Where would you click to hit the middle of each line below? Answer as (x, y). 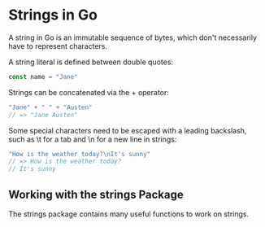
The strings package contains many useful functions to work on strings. (129, 214)
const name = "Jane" (43, 76)
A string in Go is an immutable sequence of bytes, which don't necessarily (133, 37)
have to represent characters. (58, 46)
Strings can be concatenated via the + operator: (89, 92)
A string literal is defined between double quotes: (91, 62)
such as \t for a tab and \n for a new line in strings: (93, 139)
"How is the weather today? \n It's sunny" (80, 154)
